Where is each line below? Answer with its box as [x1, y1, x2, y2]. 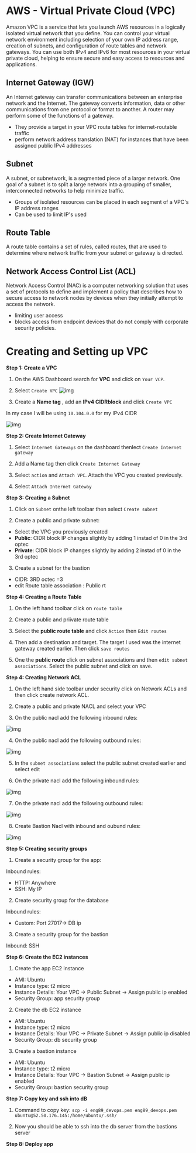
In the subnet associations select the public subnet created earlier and [14, 759, 186, 767]
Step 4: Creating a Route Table [6, 593, 82, 601]
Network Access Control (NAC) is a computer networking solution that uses [6, 282, 188, 289]
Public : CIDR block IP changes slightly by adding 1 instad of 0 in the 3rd [14, 535, 188, 542]
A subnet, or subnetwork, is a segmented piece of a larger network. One [6, 175, 180, 182]
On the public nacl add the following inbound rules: [14, 714, 138, 721]
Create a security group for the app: [14, 857, 102, 864]
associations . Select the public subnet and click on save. [14, 663, 153, 670]
